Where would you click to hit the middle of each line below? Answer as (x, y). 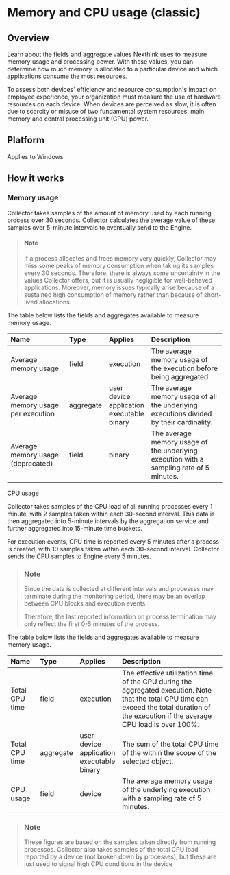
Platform (26, 140)
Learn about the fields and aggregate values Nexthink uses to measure (107, 54)
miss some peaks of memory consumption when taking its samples (119, 265)
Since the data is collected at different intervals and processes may (119, 589)
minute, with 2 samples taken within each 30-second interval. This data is (111, 514)
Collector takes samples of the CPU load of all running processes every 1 (110, 506)
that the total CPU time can (165, 699)
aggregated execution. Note (167, 690)
